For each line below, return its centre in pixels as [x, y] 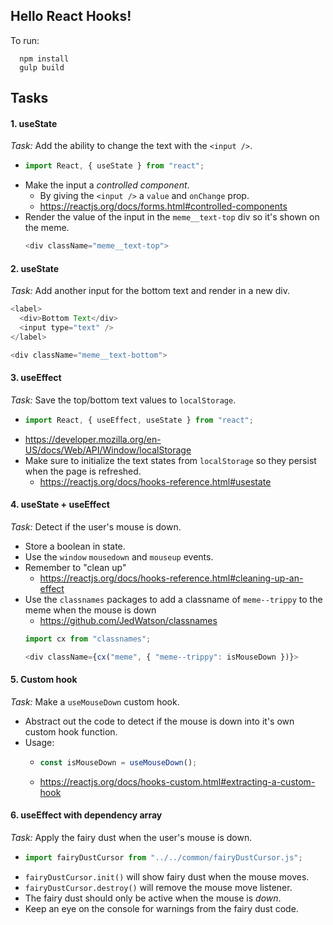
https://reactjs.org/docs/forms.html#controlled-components [163, 206]
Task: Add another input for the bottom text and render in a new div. [150, 291]
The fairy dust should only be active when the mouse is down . [153, 898]
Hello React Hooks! [71, 16]
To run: [25, 40]
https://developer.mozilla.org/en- [93, 439]
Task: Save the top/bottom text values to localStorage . [123, 400]
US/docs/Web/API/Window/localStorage [108, 450]
